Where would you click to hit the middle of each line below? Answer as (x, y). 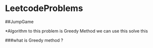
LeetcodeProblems (44, 8)
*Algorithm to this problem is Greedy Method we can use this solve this (76, 31)
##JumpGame (19, 22)
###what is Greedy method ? (34, 40)
